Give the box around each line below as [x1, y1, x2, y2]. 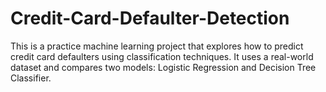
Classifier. [10, 72, 52, 84]
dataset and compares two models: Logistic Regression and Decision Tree [10, 61, 317, 73]
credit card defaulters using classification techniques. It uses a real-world [10, 50, 314, 62]
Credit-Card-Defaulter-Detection [10, 7, 290, 30]
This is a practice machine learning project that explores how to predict [10, 40, 304, 52]
